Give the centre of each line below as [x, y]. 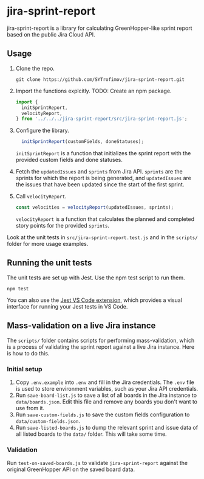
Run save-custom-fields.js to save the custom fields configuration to [103, 414]
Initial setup [25, 369]
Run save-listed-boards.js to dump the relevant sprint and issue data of [107, 427]
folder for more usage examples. [48, 244]
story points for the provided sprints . [63, 226]
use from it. [30, 408]
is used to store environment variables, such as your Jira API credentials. [107, 388]
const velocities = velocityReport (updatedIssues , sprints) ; [95, 208]
